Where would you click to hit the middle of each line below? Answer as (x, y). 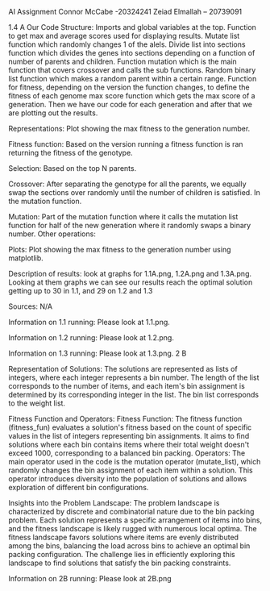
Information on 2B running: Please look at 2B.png (90, 579)
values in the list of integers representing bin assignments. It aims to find (129, 436)
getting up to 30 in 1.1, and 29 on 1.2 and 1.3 (81, 291)
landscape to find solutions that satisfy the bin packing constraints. (120, 563)
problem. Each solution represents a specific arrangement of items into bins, (135, 520)
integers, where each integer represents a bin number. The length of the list (134, 377)
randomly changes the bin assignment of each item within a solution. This (131, 470)
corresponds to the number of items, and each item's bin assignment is (127, 386)
